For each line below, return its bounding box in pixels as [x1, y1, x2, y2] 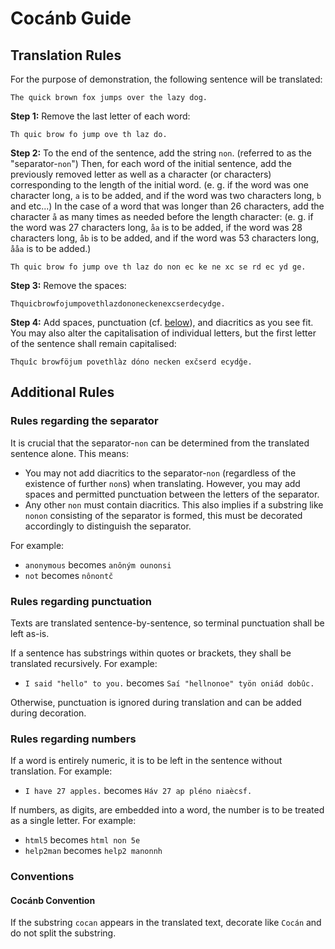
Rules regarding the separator [10, 414, 159, 428]
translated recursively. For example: [10, 657, 158, 669]
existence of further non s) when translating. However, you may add [24, 477, 301, 489]
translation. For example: [10, 765, 113, 777]
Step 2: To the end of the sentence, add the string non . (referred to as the [10, 147, 312, 159]
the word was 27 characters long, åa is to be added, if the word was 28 [10, 222, 303, 233]
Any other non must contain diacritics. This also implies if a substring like [24, 498, 324, 511]
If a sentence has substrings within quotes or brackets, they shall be [10, 647, 292, 659]
